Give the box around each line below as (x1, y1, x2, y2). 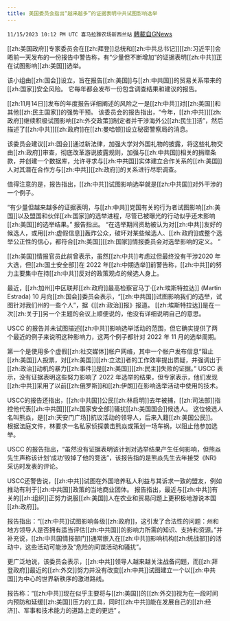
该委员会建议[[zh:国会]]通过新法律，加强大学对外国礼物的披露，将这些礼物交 (7, 139, 223, 148)
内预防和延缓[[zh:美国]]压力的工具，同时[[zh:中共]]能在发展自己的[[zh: (7, 598, 206, 606)
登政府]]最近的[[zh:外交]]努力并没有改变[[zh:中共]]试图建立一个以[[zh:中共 (7, 565, 216, 574)
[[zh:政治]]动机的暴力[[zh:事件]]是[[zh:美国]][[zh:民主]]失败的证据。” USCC (7, 364, 216, 373)
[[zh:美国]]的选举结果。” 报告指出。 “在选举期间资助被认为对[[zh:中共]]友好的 (7, 220, 222, 229)
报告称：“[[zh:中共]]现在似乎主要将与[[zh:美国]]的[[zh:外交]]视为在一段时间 (7, 589, 218, 597)
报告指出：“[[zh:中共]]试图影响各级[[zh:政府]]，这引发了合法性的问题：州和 (7, 517, 220, 525)
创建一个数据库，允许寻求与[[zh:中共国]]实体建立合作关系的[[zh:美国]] (25, 156, 222, 165)
